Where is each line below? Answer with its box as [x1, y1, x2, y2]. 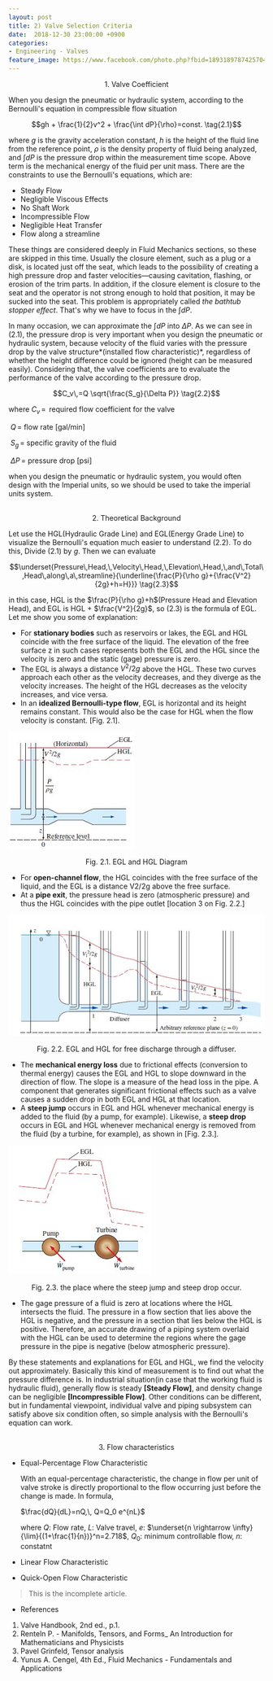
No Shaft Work [19, 203, 70, 212]
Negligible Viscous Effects [19, 194, 109, 203]
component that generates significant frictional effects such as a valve [19, 1085, 257, 1095]
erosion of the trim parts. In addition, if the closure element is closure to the [8, 279, 261, 289]
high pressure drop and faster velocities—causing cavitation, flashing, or [8, 271, 252, 280]
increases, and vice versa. [19, 690, 108, 700]
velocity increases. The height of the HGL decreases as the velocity [19, 681, 248, 691]
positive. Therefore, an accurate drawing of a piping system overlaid [19, 1324, 249, 1334]
